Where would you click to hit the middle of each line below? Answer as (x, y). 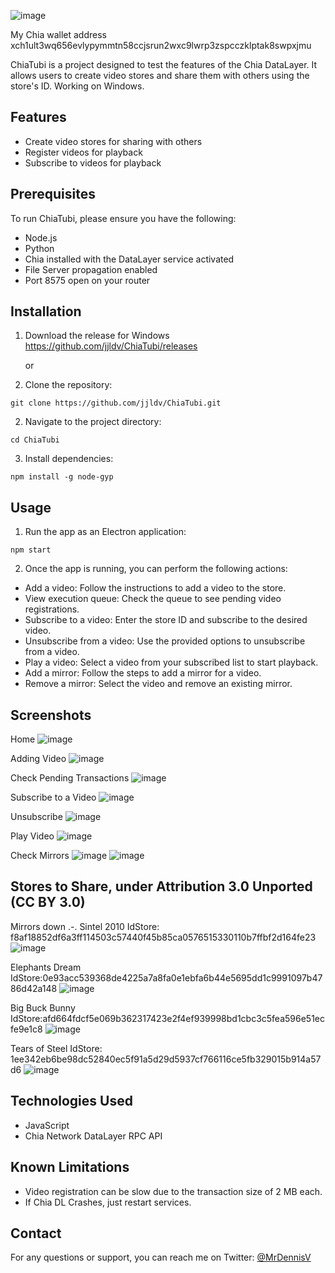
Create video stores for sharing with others (113, 141)
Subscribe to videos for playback (93, 162)
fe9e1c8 (26, 1029)
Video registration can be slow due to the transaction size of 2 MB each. (173, 1191)
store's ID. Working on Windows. (77, 86)
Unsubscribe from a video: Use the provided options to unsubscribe (165, 641)
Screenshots (51, 715)
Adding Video (38, 759)
